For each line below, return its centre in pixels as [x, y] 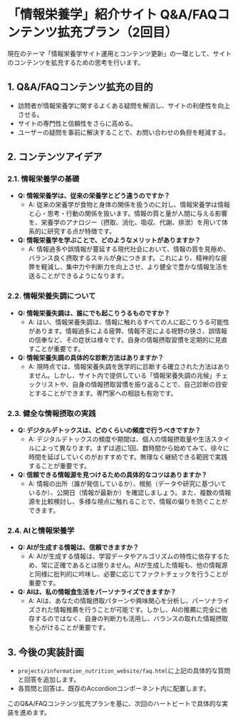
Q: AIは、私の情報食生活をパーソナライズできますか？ [97, 592]
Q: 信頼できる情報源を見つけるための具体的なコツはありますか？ [113, 475]
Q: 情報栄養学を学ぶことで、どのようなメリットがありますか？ [109, 240]
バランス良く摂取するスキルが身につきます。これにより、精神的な [125, 258]
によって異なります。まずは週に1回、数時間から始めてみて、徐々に [132, 448]
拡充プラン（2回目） [118, 32]
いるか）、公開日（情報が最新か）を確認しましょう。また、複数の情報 [130, 493]
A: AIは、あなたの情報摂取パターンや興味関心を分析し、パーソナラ [125, 601]
